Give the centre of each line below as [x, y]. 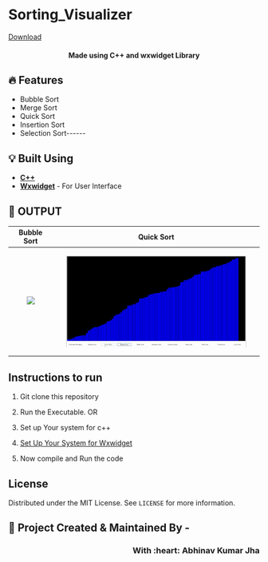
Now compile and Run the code [71, 459]
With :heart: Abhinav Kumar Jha [196, 551]
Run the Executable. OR [59, 412]
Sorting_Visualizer [71, 15]
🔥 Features [36, 80]
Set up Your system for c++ [65, 428]
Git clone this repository [59, 397]
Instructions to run [55, 377]
